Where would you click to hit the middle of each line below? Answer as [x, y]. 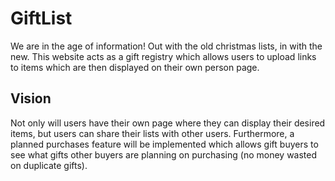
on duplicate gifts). [49, 165]
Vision [31, 98]
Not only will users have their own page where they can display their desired [168, 123]
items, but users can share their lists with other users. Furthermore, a [152, 133]
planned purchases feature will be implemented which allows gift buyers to [164, 144]
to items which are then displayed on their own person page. [135, 67]
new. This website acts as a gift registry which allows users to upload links [163, 56]
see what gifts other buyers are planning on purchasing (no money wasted [164, 154]
